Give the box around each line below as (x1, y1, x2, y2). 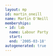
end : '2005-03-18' (9, 39, 47, 44)
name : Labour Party (9, 30, 49, 35)
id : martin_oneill (5, 12, 42, 17)
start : (9, 35, 23, 39)
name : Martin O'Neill (5, 16, 49, 21)
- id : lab (5, 25, 25, 30)
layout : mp (5, 7, 27, 12)
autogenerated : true (5, 43, 47, 48)
